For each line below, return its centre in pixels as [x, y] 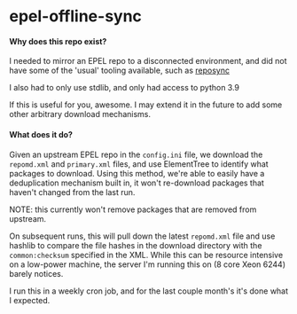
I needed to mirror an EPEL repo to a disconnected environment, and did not [148, 61]
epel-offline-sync [75, 16]
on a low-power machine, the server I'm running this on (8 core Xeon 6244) [148, 264]
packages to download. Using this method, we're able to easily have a [137, 173]
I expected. [30, 300]
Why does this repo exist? [58, 41]
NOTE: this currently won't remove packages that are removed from [133, 209]
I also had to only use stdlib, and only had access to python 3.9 [125, 88]
